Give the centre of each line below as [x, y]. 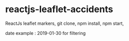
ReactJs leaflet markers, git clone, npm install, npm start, [64, 23]
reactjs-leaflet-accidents [59, 9]
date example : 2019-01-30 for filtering [46, 33]
